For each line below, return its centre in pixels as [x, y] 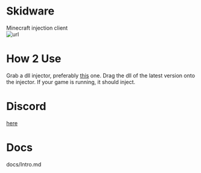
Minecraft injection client [37, 28]
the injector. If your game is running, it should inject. [71, 82]
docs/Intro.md [24, 164]
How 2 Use [34, 59]
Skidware [30, 11]
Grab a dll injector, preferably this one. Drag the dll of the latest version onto [101, 75]
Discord [26, 106]
